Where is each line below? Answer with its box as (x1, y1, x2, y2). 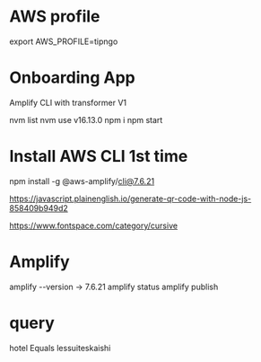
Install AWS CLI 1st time (9, 146, 188, 167)
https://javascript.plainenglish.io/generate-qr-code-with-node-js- (9, 193, 252, 204)
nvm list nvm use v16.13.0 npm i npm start (9, 114, 163, 125)
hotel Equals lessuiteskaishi (9, 342, 111, 353)
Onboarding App (9, 67, 136, 88)
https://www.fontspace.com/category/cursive (9, 220, 178, 231)
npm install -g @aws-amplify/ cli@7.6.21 (9, 175, 155, 186)
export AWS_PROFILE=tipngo (9, 36, 118, 47)
